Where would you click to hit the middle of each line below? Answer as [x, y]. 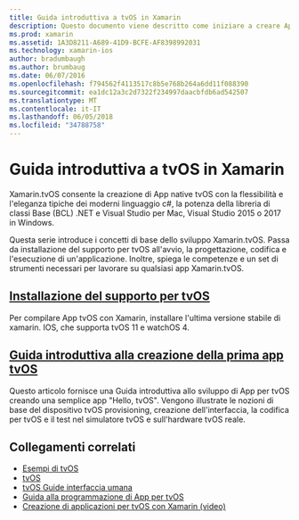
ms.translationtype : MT [53, 100]
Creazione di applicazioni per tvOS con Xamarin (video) [124, 507]
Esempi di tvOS [50, 468]
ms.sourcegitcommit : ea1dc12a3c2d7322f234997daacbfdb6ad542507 [129, 92]
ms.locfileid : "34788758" [57, 126]
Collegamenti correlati [73, 447]
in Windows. [32, 222]
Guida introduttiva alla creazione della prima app [147, 355]
